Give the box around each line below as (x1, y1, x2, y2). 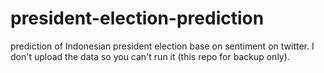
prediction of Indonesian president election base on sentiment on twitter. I (10, 40, 315, 52)
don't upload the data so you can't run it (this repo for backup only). (10, 50, 290, 62)
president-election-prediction (10, 7, 265, 30)
